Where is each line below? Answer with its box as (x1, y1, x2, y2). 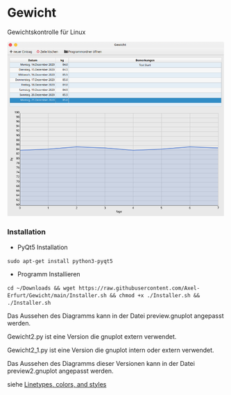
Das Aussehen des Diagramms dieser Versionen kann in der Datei (7, 359, 196, 367)
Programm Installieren (17, 269, 81, 278)
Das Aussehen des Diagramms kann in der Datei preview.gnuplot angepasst (7, 311, 224, 320)
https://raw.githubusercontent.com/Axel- (78, 285, 200, 292)
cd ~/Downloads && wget (7, 285, 76, 292)
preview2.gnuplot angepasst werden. (7, 367, 114, 375)
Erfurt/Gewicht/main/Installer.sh (7, 292, 108, 299)
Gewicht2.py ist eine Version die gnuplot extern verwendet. (7, 332, 177, 341)
